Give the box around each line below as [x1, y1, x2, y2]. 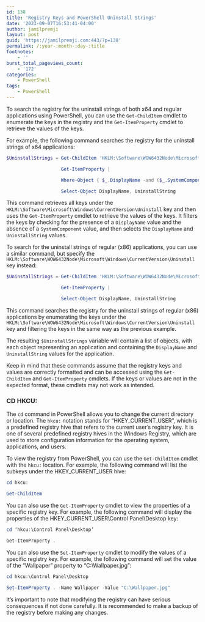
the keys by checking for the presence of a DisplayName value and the [6, 218, 181, 226]
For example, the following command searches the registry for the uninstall [6, 136, 195, 144]
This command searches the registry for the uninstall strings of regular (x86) [6, 307, 199, 314]
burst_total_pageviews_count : [6, 60, 84, 66]
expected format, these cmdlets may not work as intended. [6, 382, 155, 388]
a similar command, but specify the [6, 250, 95, 257]
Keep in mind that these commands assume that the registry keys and [6, 362, 182, 369]
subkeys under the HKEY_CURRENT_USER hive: [6, 468, 126, 475]
